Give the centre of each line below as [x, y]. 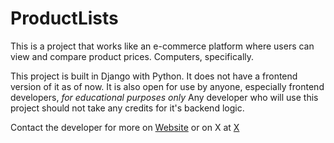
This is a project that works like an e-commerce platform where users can [162, 46]
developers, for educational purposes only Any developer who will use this [164, 97]
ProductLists [64, 18]
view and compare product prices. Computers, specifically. [132, 56]
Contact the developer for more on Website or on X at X [125, 127]
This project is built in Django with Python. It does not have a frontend [154, 76]
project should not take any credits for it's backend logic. [127, 108]
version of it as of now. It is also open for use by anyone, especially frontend [167, 86]
